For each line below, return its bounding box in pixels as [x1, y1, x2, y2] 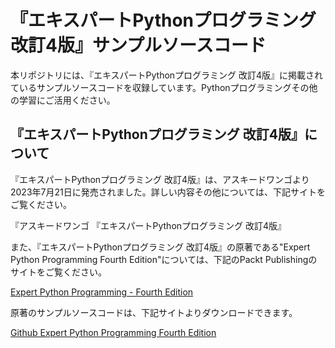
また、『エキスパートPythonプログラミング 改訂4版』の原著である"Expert [10, 241, 311, 253]
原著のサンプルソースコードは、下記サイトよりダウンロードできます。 [10, 306, 298, 318]
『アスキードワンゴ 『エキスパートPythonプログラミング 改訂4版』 [10, 219, 287, 231]
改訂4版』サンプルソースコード [10, 34, 267, 57]
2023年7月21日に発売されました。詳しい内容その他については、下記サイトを [10, 186, 327, 198]
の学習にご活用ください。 [10, 94, 116, 106]
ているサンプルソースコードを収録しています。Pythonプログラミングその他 [10, 81, 318, 93]
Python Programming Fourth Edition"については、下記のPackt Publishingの [10, 253, 318, 265]
